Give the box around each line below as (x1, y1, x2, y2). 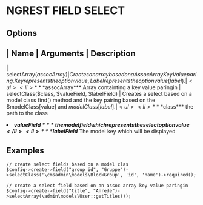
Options (6, 28, 38, 38)
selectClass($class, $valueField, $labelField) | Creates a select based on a (6, 90, 192, 98)
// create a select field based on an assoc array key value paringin (6, 183, 188, 189)
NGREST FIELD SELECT (6, 4, 125, 18)
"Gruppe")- (101, 167, 129, 173)
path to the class (6, 110, 48, 117)
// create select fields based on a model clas (6, 161, 129, 167)
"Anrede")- (93, 188, 121, 194)
